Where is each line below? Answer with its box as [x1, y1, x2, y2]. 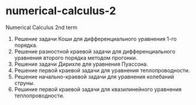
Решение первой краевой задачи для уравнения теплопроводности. [14, 66, 191, 74]
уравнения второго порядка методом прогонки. [14, 54, 138, 61]
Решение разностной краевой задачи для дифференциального [14, 47, 176, 55]
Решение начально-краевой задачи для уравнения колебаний [14, 73, 174, 80]
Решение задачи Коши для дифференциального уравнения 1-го [14, 35, 177, 42]
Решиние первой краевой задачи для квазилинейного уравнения [14, 85, 182, 93]
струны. [14, 79, 35, 87]
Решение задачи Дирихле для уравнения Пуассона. [14, 61, 148, 68]
